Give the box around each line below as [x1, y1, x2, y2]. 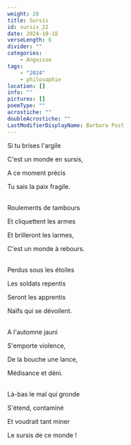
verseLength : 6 [7, 37, 52, 44]
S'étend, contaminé [7, 403, 64, 412]
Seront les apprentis [7, 293, 66, 301]
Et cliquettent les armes [7, 217, 76, 226]
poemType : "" [7, 102, 46, 109]
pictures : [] [7, 96, 46, 103]
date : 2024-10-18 [7, 30, 58, 37]
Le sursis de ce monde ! [7, 431, 77, 439]
